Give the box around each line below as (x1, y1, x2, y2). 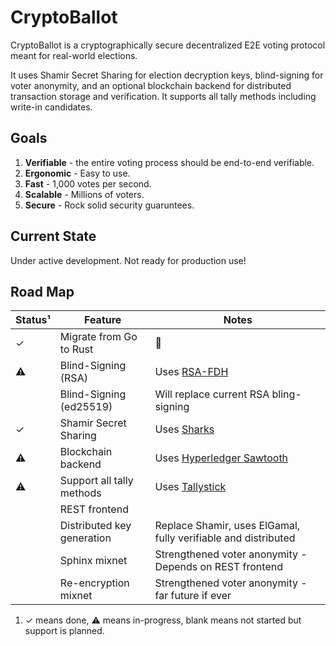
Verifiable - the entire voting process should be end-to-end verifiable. (24, 156, 315, 168)
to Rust (59, 342, 94, 356)
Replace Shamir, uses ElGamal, (154, 519, 301, 533)
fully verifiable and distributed (154, 531, 296, 545)
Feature (83, 313, 122, 327)
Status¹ (15, 313, 51, 327)
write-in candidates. (10, 101, 93, 113)
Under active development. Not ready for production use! (10, 254, 247, 266)
